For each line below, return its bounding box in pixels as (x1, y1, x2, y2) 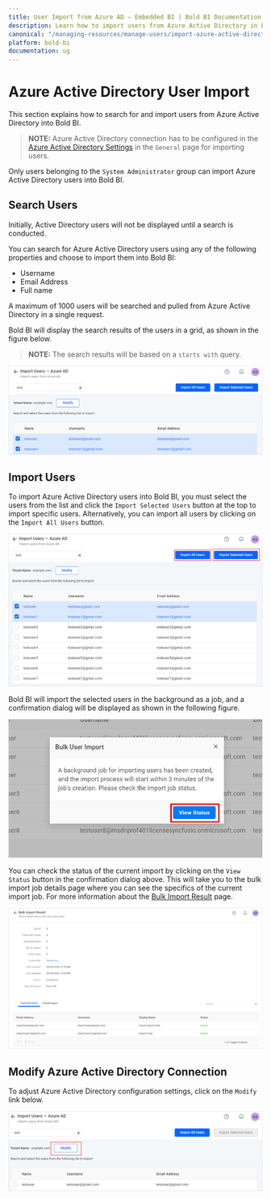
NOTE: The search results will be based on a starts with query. (27, 349, 242, 359)
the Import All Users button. (8, 517, 105, 528)
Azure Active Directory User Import (8, 83, 250, 101)
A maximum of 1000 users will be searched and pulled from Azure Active (8, 301, 251, 311)
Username (19, 268, 55, 278)
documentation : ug (8, 47, 70, 56)
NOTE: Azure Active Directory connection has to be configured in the (27, 134, 259, 144)
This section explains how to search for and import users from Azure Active (8, 110, 260, 119)
